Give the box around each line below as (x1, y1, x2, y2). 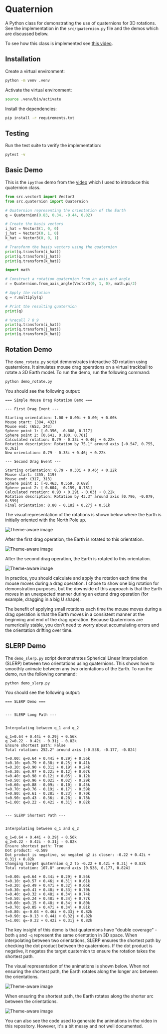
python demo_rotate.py (5, 379, 52, 384)
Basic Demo (5, 166, 43, 175)
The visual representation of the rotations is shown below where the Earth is (5, 511, 162, 517)
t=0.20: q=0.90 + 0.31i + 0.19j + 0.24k (5, 765, 91, 770)
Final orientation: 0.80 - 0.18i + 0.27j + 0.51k (5, 503, 111, 508)
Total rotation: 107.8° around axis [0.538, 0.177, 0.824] (5, 865, 131, 871)
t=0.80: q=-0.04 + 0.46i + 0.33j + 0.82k (5, 909, 93, 914)
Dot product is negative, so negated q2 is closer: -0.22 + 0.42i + (5, 852, 151, 857)
